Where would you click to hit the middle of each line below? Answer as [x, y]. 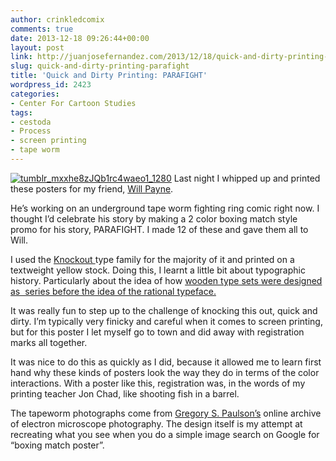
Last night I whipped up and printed [247, 178]
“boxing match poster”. [57, 445]
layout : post [37, 47]
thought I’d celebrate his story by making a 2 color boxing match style [154, 218]
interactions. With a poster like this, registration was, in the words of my [158, 383]
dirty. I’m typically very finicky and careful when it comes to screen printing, [166, 321]
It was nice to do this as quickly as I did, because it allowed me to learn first [166, 362]
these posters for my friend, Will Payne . [92, 188]
